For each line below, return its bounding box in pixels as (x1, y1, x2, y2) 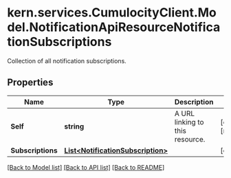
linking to (174, 117, 204, 126)
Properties (7, 77, 54, 89)
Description (174, 97, 214, 107)
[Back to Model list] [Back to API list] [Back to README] (7, 163, 165, 171)
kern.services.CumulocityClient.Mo (7, 5, 217, 21)
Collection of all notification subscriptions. (7, 56, 127, 65)
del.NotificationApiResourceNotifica (7, 19, 221, 35)
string (64, 122, 85, 131)
